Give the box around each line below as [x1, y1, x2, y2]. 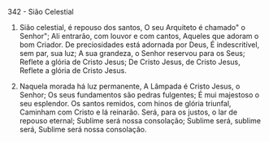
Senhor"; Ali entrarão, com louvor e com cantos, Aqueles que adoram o [19, 32, 259, 41]
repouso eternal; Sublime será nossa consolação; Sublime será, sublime [19, 116, 262, 125]
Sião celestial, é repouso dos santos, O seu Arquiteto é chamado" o [19, 23, 245, 32]
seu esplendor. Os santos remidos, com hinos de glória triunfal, [19, 99, 232, 108]
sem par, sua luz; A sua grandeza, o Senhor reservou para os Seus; [19, 49, 245, 58]
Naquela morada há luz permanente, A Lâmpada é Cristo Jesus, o [19, 81, 241, 91]
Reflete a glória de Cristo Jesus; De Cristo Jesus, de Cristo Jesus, [19, 57, 241, 67]
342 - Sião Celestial [7, 7, 74, 16]
